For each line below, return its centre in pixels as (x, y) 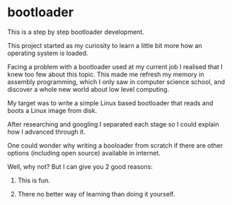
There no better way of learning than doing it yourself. (96, 194)
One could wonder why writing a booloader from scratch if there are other (115, 145)
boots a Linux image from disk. (52, 110)
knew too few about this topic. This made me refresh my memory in (106, 74)
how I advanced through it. (46, 131)
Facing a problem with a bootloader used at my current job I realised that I (115, 66)
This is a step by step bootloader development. (76, 32)
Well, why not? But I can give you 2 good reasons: (80, 166)
